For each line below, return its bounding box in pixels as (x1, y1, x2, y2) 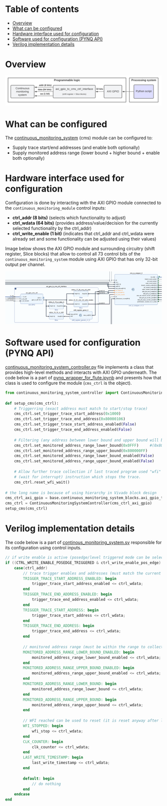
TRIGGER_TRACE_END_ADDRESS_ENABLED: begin (23, 592, 112, 597)
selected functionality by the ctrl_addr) (12, 226, 92, 232)
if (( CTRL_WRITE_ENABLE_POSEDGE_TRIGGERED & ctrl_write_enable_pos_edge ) (5, 560, 162, 565)
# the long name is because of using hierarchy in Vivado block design (5, 490, 157, 495)
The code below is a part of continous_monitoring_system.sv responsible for (5, 539, 162, 545)
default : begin (23, 776, 55, 781)
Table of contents (5, 3, 80, 15)
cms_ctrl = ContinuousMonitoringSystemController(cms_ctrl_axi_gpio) (5, 501, 153, 506)
